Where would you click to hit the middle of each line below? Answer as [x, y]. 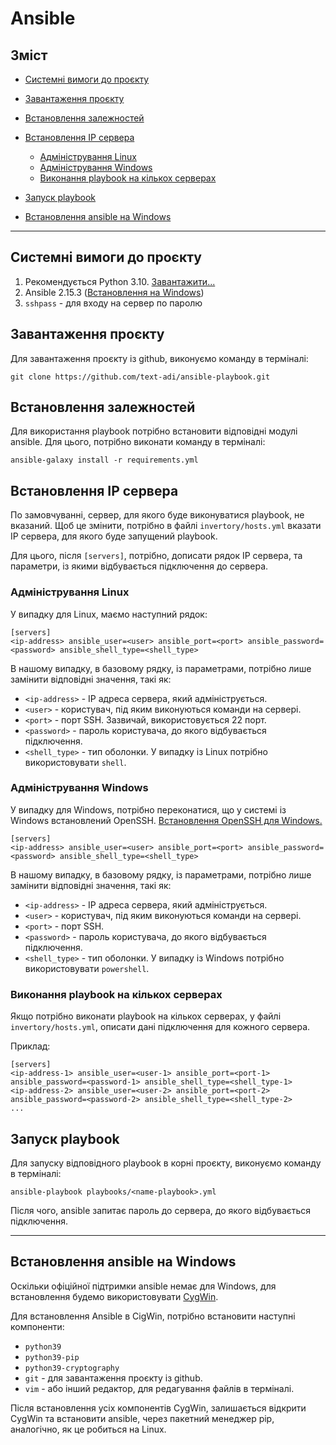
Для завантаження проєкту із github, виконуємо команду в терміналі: [159, 358]
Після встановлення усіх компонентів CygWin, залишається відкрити [158, 1408]
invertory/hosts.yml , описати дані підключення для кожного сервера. [160, 1027]
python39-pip [52, 1357]
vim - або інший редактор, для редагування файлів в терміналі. [159, 1388]
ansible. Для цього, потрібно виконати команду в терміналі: [138, 442]
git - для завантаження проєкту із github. [113, 1378]
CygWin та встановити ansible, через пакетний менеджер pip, [142, 1418]
